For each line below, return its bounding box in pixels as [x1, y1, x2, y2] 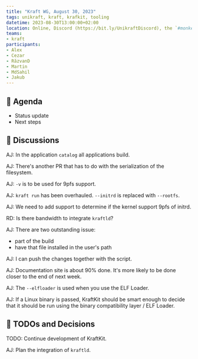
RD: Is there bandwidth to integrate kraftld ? [6, 214, 114, 221]
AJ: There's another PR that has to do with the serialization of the [6, 162, 164, 169]
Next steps [14, 118, 41, 125]
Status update [14, 112, 49, 119]
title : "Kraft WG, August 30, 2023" [6, 8, 96, 15]
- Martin [6, 63, 28, 70]
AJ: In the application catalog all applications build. [6, 151, 130, 158]
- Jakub [6, 74, 25, 80]
